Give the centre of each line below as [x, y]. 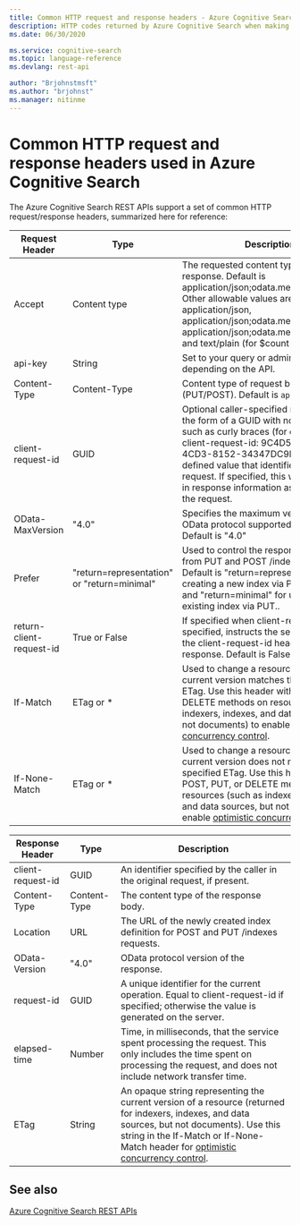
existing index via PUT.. [231, 606]
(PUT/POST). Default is [230, 395]
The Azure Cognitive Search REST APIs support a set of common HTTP [141, 207]
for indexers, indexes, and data [185, 1113]
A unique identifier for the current [190, 983]
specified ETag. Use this [233, 772]
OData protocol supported [237, 524]
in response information [232, 487]
